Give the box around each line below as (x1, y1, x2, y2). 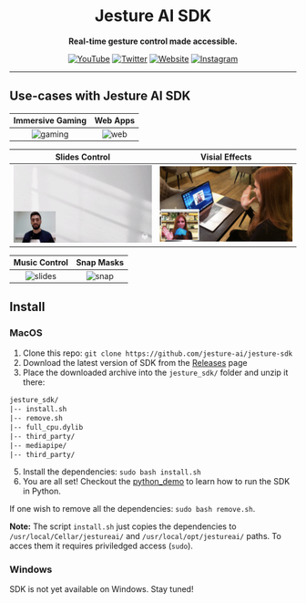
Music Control (13, 257, 68, 268)
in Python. (22, 485, 61, 496)
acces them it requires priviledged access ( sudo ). (9, 540, 194, 551)
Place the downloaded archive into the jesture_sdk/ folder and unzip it (22, 367, 289, 378)
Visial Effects (199, 151, 252, 162)
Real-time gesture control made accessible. (67, 36, 239, 47)
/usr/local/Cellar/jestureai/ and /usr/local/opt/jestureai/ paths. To (9, 530, 282, 541)
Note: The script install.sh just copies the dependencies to (9, 521, 237, 532)
